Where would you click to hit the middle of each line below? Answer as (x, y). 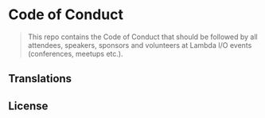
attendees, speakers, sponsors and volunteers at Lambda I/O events (140, 45)
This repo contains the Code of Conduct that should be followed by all (142, 37)
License (28, 106)
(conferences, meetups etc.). (75, 53)
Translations (40, 79)
